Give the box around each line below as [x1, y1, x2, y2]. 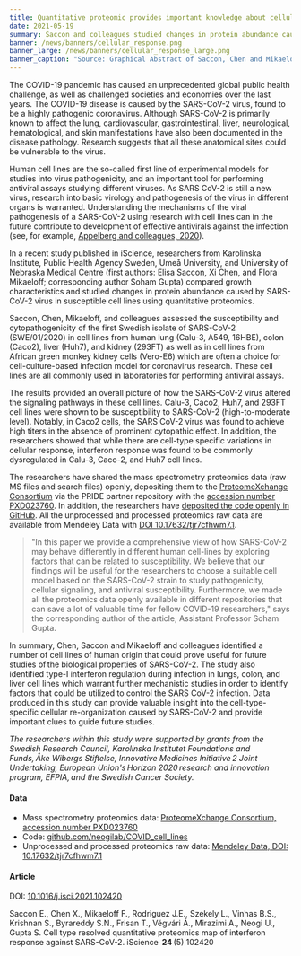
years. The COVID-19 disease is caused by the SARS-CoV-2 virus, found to [9, 99, 287, 109]
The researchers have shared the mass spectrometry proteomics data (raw [9, 472, 287, 482]
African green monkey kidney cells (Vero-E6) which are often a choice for [9, 351, 281, 362]
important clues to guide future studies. [9, 716, 155, 727]
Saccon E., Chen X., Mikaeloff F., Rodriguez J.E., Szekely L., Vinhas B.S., [9, 908, 277, 919]
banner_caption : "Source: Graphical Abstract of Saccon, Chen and [9, 55, 262, 64]
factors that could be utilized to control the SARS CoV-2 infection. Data [9, 688, 271, 698]
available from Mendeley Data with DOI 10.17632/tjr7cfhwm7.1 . [9, 520, 237, 530]
